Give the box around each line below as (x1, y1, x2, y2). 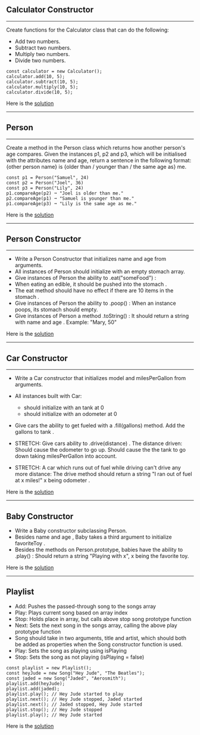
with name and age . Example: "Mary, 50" (14, 319, 117, 326)
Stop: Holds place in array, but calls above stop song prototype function (14, 615, 192, 622)
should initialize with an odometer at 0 (23, 410, 117, 418)
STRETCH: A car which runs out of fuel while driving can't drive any (14, 464, 182, 471)
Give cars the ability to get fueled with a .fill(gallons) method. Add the (14, 422, 185, 429)
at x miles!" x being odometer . (14, 477, 90, 484)
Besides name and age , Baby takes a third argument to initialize (14, 533, 172, 541)
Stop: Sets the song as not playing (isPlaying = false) (14, 653, 145, 660)
